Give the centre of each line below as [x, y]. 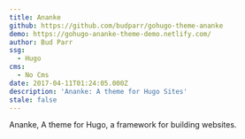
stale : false [33, 100]
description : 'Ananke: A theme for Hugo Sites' [99, 91]
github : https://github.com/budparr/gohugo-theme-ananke [116, 26]
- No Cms [33, 75]
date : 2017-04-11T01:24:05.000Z [69, 83]
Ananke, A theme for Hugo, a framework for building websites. [123, 125]
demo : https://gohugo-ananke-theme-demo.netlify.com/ [111, 34]
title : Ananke [35, 17]
